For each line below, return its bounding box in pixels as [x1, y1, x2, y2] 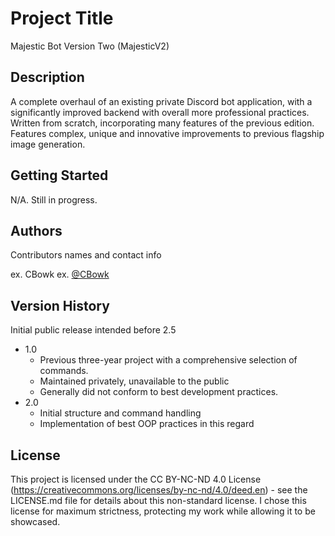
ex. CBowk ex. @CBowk [10, 268, 110, 281]
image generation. [10, 138, 86, 150]
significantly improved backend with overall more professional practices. [10, 106, 310, 118]
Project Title [10, 7, 114, 30]
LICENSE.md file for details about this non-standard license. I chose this [10, 495, 307, 506]
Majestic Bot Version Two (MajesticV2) [10, 40, 170, 52]
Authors [10, 222, 63, 239]
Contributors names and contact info [10, 249, 162, 261]
